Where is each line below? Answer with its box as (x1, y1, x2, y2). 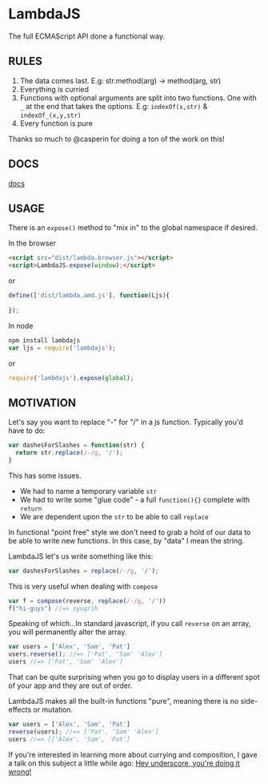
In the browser (8, 238, 56, 249)
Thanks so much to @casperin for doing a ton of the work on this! (8, 134, 226, 143)
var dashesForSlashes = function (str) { (8, 442, 146, 450)
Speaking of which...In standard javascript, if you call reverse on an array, (8, 619, 251, 628)
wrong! (8, 766, 32, 776)
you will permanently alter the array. (8, 627, 127, 637)
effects (8, 705, 32, 714)
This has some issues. (8, 471, 82, 480)
